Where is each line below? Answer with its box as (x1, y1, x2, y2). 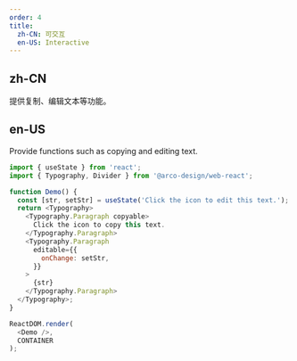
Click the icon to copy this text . (32, 220, 166, 230)
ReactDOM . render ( (9, 319, 74, 328)
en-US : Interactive (17, 37, 90, 47)
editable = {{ (32, 245, 78, 254)
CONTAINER (17, 336, 54, 345)
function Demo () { (9, 187, 78, 196)
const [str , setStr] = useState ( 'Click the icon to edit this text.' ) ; (17, 195, 290, 205)
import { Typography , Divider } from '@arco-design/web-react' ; (9, 171, 253, 180)
